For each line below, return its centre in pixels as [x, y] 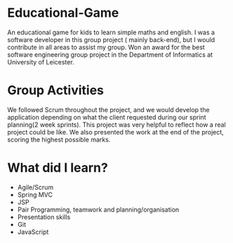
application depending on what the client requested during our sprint [107, 117]
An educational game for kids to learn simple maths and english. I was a [111, 32]
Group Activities [55, 91]
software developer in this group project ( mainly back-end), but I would [111, 39]
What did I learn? [58, 168]
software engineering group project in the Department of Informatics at [110, 55]
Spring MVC [35, 195]
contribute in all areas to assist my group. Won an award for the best [106, 47]
